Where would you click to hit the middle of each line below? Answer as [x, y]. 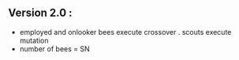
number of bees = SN [55, 49]
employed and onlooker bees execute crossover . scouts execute [125, 32]
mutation [34, 40]
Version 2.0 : [40, 13]
